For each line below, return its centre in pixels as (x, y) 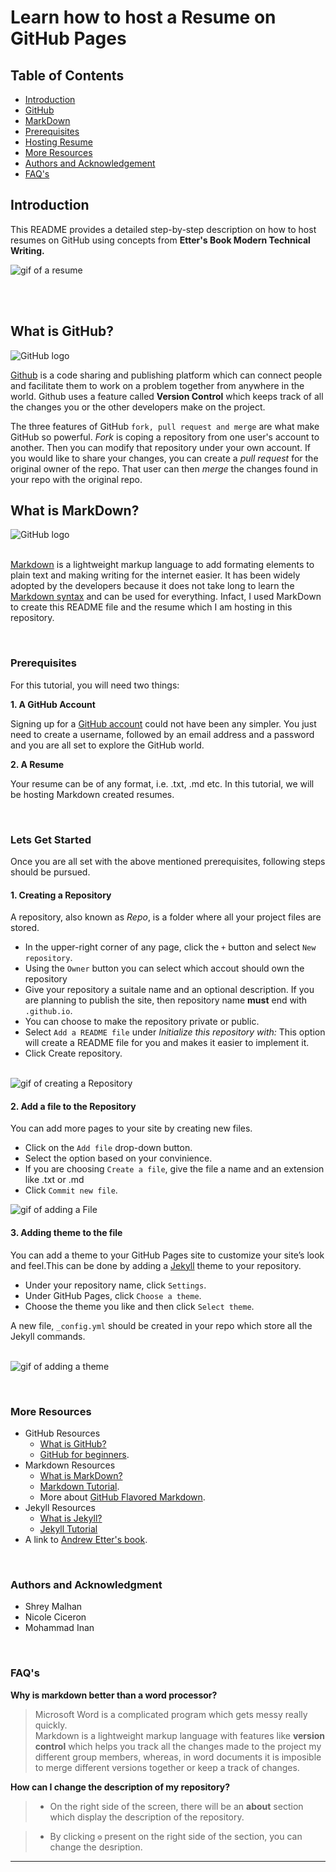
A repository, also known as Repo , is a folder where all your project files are (166, 917)
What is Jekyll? (71, 1518)
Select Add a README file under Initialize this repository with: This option (175, 1032)
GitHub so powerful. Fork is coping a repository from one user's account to (165, 437)
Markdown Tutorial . (79, 1486)
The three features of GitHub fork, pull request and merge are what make (165, 426)
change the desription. (96, 1847)
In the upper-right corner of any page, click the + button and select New (170, 947)
